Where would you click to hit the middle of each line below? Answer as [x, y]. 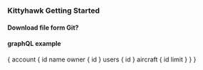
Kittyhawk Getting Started [54, 11]
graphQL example [35, 44]
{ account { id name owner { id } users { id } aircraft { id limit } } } [102, 59]
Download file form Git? [43, 28]
